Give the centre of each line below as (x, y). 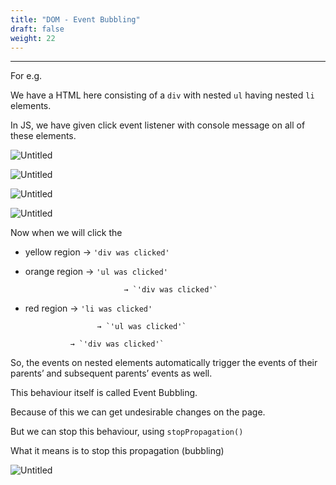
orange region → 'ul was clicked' (96, 272)
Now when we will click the (66, 233)
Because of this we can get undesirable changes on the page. (138, 412)
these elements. (43, 136)
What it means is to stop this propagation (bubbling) (117, 451)
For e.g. (26, 76)
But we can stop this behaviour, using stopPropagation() (127, 432)
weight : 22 (33, 38)
